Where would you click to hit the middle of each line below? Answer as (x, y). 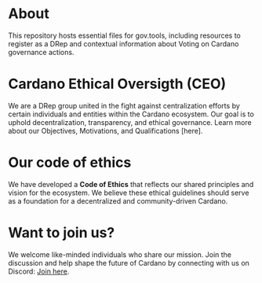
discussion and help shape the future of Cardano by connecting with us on (129, 263)
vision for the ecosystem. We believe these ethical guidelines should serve (129, 193)
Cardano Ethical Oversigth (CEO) (117, 84)
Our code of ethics (70, 163)
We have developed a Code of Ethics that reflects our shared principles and (131, 184)
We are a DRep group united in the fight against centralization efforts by (124, 105)
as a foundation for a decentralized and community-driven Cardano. (118, 200)
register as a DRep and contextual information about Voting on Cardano (124, 43)
